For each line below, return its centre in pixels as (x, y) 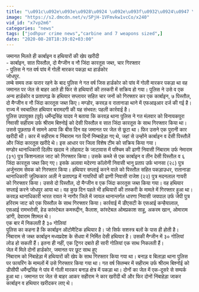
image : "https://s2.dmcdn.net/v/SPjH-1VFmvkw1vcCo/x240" (78, 17)
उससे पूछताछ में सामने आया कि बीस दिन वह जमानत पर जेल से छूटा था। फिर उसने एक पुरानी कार (97, 129)
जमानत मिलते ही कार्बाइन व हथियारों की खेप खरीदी (53, 56)
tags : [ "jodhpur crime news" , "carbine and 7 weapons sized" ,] (84, 34)
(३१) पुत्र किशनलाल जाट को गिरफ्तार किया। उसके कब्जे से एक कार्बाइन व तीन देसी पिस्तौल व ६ (96, 156)
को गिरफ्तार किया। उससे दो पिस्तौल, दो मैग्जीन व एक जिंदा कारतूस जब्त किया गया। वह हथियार (95, 183)
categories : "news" (30, 28)
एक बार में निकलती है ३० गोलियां (36, 223)
